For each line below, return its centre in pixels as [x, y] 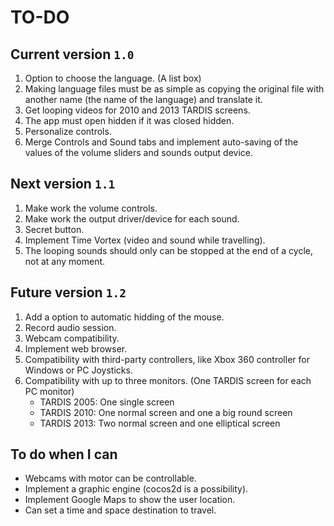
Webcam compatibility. [72, 338]
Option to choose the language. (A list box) [113, 78]
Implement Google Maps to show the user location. [130, 500]
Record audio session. [70, 327]
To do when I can [64, 454]
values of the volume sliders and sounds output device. [139, 152]
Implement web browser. [76, 348]
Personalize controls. [68, 131]
